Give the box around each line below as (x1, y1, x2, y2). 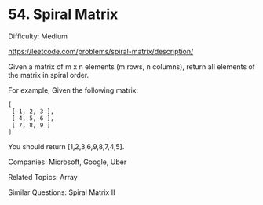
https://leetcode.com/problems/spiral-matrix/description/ (8, 46, 194, 56)
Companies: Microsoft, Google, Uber (8, 157, 127, 167)
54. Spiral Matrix (8, 5, 119, 24)
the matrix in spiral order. (8, 70, 89, 79)
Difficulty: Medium (8, 31, 68, 41)
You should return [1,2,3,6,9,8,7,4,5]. (8, 141, 125, 151)
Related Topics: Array (8, 172, 78, 181)
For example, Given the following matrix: (8, 85, 139, 95)
